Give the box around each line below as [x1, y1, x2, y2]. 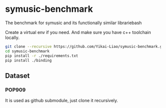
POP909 [5, 86, 26, 93]
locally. [5, 35, 20, 40]
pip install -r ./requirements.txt [5, 53, 79, 58]
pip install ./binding [5, 58, 52, 63]
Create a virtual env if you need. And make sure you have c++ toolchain [5, 29, 152, 35]
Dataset [5, 72, 30, 80]
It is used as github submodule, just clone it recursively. [5, 98, 119, 104]
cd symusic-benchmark [5, 48, 50, 54]
